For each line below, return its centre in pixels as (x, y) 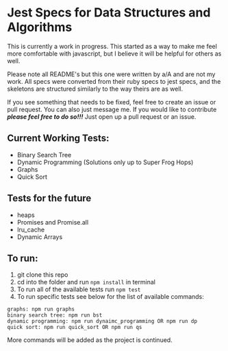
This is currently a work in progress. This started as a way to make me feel (112, 46)
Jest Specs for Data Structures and (109, 13)
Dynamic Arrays (40, 237)
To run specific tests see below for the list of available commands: (110, 297)
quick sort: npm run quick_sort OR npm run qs (75, 328)
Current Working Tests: (58, 138)
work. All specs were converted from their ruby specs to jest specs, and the (114, 81)
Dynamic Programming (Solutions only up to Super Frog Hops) (105, 162)
